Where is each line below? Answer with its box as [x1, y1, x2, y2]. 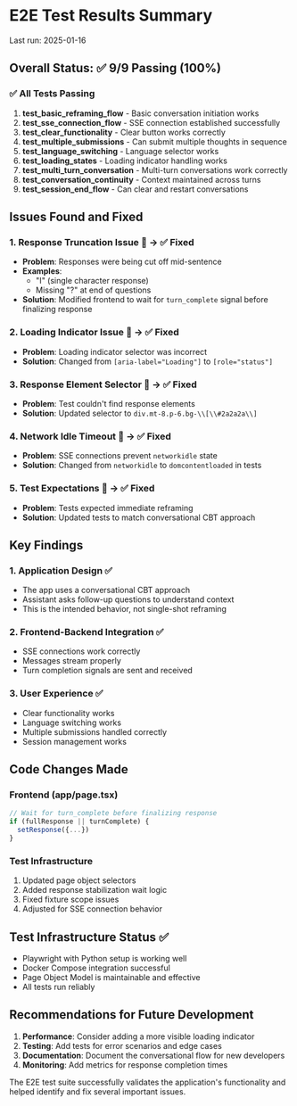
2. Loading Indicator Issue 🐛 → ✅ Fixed [9, 326, 180, 339]
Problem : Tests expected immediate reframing [21, 502, 194, 513]
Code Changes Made [9, 762, 129, 777]
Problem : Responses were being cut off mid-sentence [21, 256, 222, 268]
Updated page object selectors [21, 875, 136, 886]
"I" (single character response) [35, 276, 149, 286]
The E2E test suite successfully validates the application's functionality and [9, 1077, 286, 1087]
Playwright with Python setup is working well [21, 953, 187, 964]
